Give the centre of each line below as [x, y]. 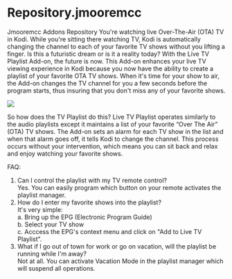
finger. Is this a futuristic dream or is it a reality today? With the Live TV [108, 54]
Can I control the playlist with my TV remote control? [92, 180]
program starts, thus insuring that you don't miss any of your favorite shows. [116, 90]
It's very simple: [40, 209]
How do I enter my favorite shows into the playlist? [89, 202]
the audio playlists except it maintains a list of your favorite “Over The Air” [113, 124]
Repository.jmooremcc [74, 13]
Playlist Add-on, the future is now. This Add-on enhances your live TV [107, 61]
